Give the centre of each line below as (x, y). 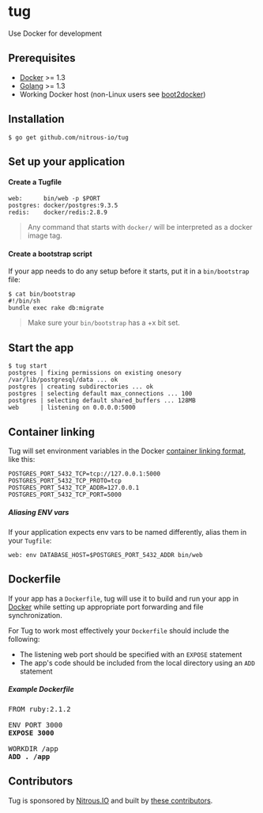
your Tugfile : (30, 540)
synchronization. (36, 615)
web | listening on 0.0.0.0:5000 (72, 408)
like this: (22, 459)
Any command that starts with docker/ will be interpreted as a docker (140, 227)
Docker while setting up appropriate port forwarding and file (106, 607)
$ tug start (28, 366)
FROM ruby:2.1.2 (39, 709)
